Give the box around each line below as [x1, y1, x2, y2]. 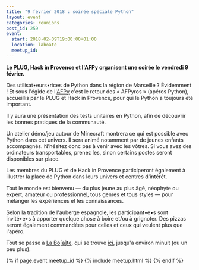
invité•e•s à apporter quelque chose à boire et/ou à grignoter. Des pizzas [6, 215, 186, 222]
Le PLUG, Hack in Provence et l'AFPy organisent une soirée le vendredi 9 [6, 64, 189, 71]
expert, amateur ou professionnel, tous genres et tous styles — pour [6, 191, 173, 198]
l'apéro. [6, 227, 25, 235]
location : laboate [11, 42, 58, 48]
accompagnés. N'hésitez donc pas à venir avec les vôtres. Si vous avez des [6, 142, 192, 149]
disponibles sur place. [6, 155, 61, 162]
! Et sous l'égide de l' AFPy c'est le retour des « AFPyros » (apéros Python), [6, 87, 189, 95]
